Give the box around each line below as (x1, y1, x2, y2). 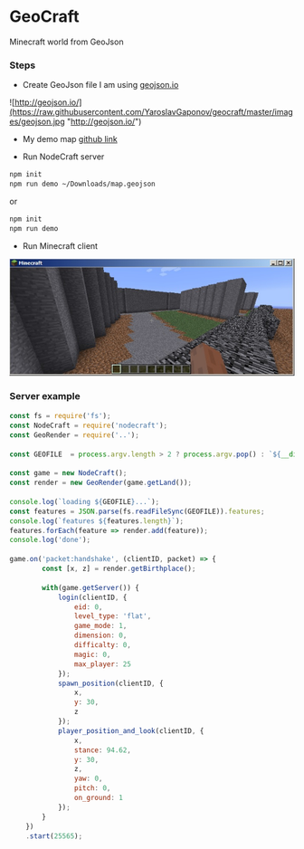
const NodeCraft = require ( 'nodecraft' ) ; (9, 421, 168, 430)
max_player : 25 (73, 659, 131, 669)
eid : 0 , (73, 602, 103, 612)
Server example (9, 389, 81, 402)
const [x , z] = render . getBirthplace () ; (42, 564, 196, 574)
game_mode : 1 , (73, 622, 128, 631)
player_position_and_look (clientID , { (57, 726, 204, 735)
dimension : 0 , (73, 631, 128, 640)
